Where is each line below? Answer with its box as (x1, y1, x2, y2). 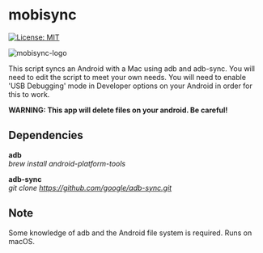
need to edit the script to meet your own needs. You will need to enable (8, 72, 247, 82)
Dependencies (8, 129, 83, 142)
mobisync (8, 6, 77, 24)
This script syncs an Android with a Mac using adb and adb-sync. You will (8, 63, 256, 74)
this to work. (8, 89, 50, 99)
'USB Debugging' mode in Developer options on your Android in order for (8, 81, 253, 91)
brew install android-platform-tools (8, 158, 126, 168)
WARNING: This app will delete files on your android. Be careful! (8, 105, 228, 115)
